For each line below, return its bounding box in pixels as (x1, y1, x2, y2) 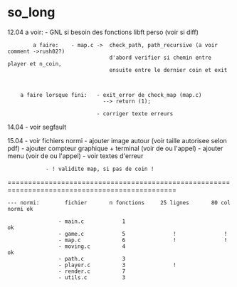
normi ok (7, 205, 33, 212)
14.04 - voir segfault (7, 122, 67, 131)
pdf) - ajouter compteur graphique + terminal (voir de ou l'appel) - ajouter (7, 144, 223, 152)
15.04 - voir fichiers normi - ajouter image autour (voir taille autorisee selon (7, 136, 228, 145)
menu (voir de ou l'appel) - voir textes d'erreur (7, 151, 144, 160)
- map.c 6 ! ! (58, 236, 228, 244)
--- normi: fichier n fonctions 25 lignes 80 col (7, 199, 231, 207)
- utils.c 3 (58, 273, 126, 281)
